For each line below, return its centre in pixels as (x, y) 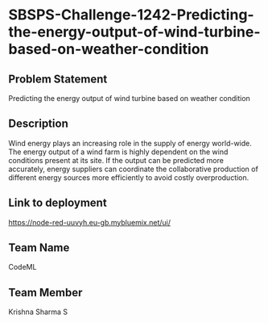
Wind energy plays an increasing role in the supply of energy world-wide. (130, 143)
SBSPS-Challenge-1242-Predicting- (132, 15)
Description (38, 124)
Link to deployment (58, 203)
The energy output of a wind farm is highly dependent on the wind (118, 152)
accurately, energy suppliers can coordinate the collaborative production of (134, 169)
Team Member (45, 292)
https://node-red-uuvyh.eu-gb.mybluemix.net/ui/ (90, 222)
